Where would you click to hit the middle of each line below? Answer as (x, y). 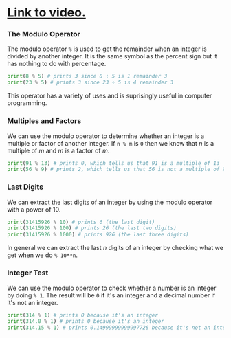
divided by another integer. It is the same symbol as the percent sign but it (112, 56)
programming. (27, 103)
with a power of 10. (34, 209)
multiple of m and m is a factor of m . (58, 150)
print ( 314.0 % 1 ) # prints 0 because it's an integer (86, 322)
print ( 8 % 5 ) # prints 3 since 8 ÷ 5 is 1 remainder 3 (87, 76)
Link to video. (46, 13)
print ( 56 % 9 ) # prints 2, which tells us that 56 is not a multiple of (113, 170)
